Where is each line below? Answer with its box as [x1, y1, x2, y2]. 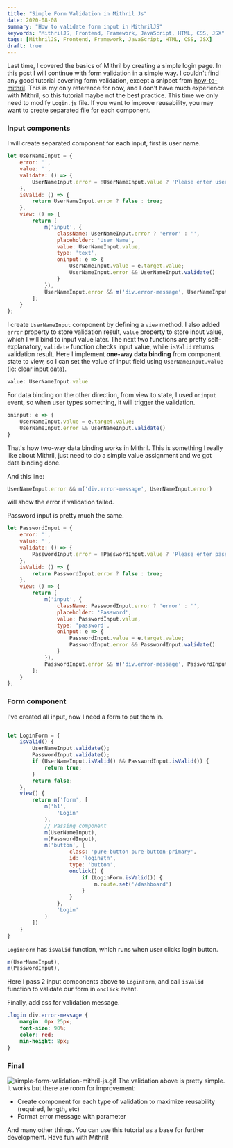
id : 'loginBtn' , [69, 855, 116, 862]
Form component [7, 696, 67, 706]
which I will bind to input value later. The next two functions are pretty [7, 335, 207, 344]
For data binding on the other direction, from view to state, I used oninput [7, 391, 216, 399]
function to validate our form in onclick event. [7, 985, 139, 994]
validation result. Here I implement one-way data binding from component [7, 350, 221, 358]
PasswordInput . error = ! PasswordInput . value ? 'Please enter [32, 550, 213, 557]
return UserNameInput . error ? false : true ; [32, 198, 163, 205]
